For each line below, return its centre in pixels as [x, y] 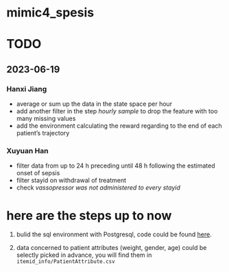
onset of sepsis [38, 173]
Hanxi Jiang [27, 89]
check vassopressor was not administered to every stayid [98, 188]
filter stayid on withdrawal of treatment [71, 181]
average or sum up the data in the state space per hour [94, 104]
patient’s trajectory [43, 133]
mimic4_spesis [50, 13]
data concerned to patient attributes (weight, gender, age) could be [111, 248]
